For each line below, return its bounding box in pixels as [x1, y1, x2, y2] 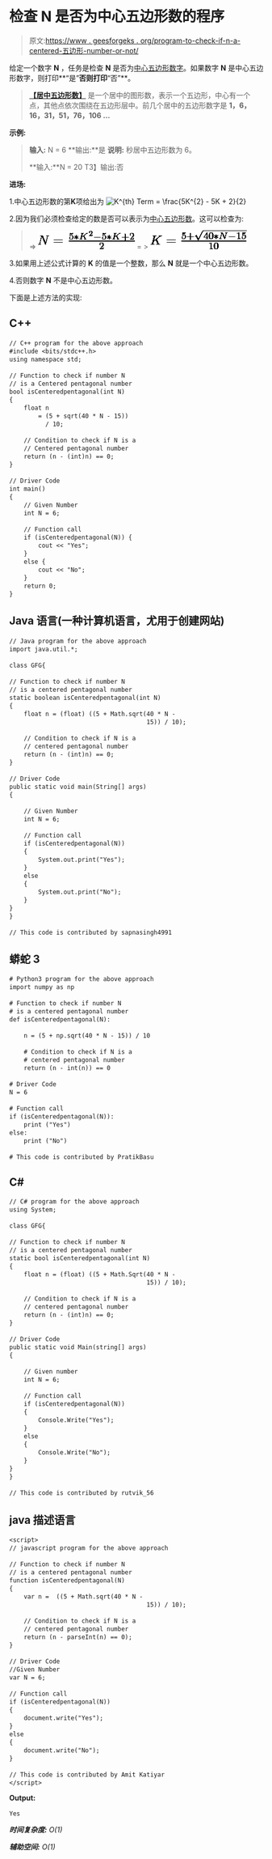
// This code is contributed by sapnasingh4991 [9, 928, 173, 936]
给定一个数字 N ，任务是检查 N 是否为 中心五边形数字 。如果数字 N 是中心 [9, 62, 249, 73]
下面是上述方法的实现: [9, 292, 83, 302]
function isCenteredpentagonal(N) [9, 1577, 126, 1585]
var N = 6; [9, 1674, 46, 1682]
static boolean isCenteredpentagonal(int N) [9, 694, 161, 702]
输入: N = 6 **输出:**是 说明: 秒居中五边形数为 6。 [28, 145, 197, 155]
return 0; [23, 582, 57, 590]
